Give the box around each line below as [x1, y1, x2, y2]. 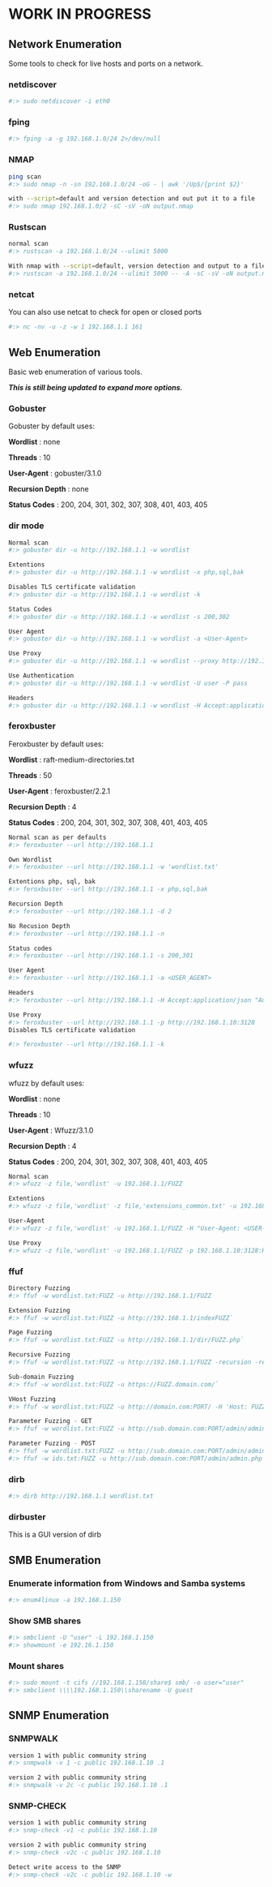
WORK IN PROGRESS [8, 5, 152, 24]
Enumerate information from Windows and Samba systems [8, 1577, 245, 1588]
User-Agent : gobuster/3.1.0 [8, 468, 102, 479]
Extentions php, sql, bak [8, 878, 96, 886]
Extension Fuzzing [8, 1306, 70, 1314]
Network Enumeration [8, 37, 122, 51]
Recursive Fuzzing [8, 1351, 70, 1359]
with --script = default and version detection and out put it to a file [8, 195, 255, 203]
